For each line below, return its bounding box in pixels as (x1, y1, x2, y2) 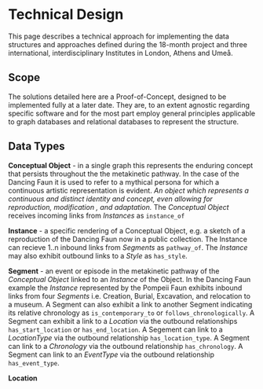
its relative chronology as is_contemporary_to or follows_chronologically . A (8, 308, 255, 317)
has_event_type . (8, 358, 60, 367)
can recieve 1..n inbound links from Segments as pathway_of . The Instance (8, 242, 248, 252)
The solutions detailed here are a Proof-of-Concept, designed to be (8, 92, 227, 101)
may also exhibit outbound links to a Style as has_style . (8, 251, 188, 260)
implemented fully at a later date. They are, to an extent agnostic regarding (8, 100, 250, 109)
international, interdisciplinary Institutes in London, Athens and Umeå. (8, 48, 233, 57)
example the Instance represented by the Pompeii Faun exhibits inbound (8, 283, 243, 292)
